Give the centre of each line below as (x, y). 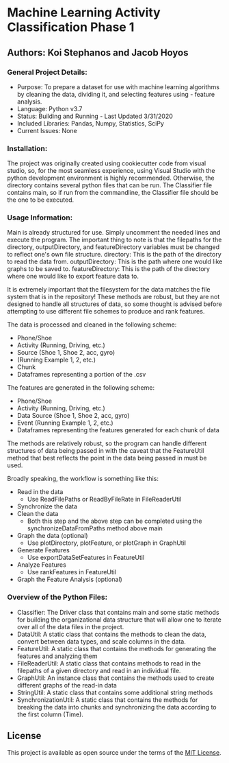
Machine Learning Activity (84, 13)
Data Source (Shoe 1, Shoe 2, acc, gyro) (73, 416)
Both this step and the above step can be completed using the (115, 521)
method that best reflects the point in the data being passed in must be (107, 458)
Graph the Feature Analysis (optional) (70, 579)
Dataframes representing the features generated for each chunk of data (118, 430)
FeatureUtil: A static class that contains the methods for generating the (117, 648)
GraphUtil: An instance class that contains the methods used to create (116, 678)
